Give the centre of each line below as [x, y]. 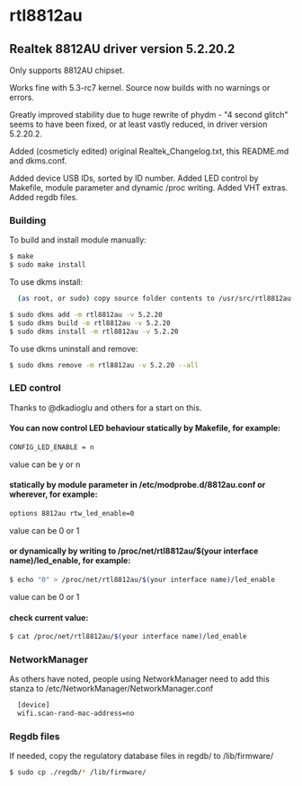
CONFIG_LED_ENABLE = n [52, 447]
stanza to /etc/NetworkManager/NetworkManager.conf [111, 689]
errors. [22, 97]
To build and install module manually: [78, 240]
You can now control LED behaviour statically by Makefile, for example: [145, 428]
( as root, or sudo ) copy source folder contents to [116, 299]
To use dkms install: [46, 282]
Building [28, 220]
